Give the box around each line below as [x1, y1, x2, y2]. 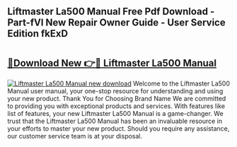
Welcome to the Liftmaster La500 [133, 79, 230, 88]
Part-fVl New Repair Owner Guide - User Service [7, 17, 226, 29]
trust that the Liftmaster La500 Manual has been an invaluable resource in [7, 117, 223, 125]
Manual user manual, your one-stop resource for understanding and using [7, 87, 224, 95]
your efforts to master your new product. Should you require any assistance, [7, 124, 230, 133]
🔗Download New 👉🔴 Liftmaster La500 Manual [7, 57, 217, 69]
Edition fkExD [7, 28, 69, 40]
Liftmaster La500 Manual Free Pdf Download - [7, 6, 215, 18]
